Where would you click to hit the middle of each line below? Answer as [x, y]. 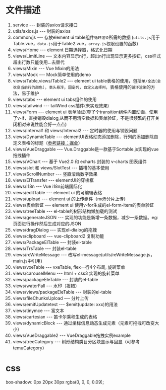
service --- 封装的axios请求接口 [45, 25]
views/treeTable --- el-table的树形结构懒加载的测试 [65, 211]
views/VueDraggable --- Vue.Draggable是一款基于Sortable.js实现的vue [86, 149]
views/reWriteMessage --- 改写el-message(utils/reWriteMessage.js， [84, 254]
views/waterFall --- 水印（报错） [46, 286]
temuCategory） [29, 348]
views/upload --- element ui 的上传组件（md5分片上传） [70, 199]
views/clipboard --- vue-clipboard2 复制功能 [58, 236]
